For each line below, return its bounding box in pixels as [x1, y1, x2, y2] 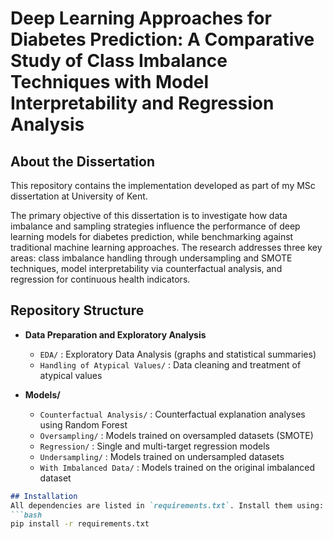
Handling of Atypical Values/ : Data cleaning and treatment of [39, 358, 302, 371]
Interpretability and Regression [10, 92, 275, 115]
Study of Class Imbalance [10, 50, 228, 72]
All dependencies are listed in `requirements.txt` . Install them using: [10, 500, 325, 511]
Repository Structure [10, 302, 145, 319]
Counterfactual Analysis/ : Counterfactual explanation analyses [39, 408, 306, 420]
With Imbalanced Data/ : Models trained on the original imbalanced [39, 461, 316, 473]
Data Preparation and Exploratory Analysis [24, 328, 207, 341]
